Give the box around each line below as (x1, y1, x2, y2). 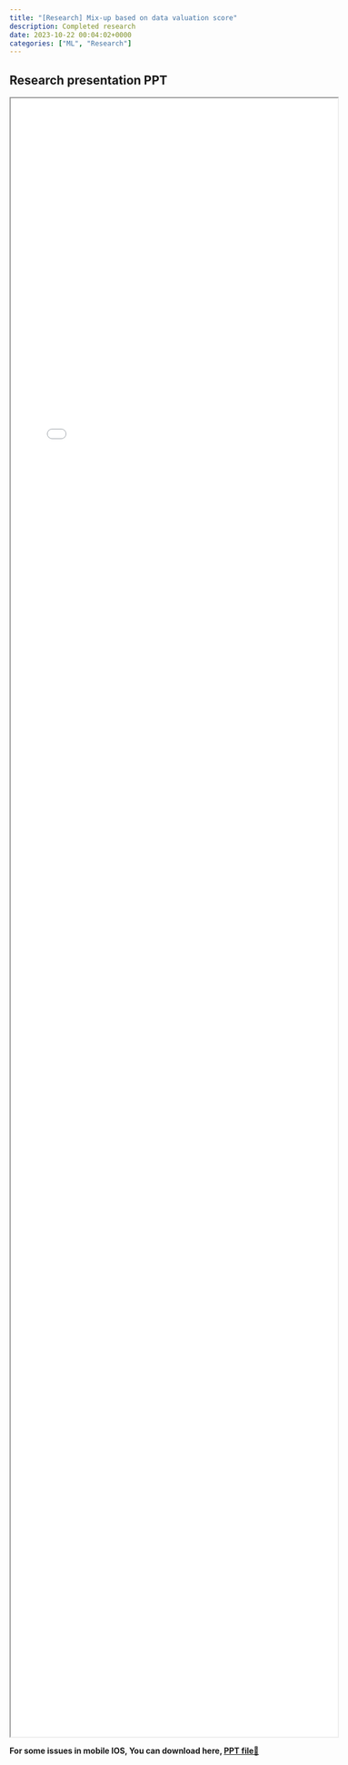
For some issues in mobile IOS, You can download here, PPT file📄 (9, 1745, 260, 1757)
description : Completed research (9, 22, 136, 31)
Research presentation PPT (9, 72, 168, 87)
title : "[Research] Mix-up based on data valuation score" (9, 13, 238, 23)
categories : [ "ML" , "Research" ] (9, 38, 132, 48)
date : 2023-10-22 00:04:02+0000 (9, 30, 132, 39)
